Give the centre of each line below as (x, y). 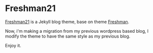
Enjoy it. (13, 45)
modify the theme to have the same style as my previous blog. (68, 36)
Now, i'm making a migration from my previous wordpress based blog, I (77, 31)
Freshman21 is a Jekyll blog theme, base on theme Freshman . (67, 22)
